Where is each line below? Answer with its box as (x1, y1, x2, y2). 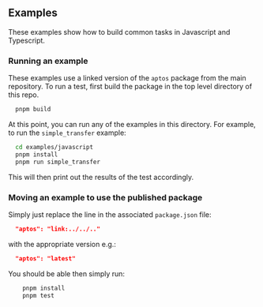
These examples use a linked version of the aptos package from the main (8, 73, 246, 83)
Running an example (8, 55, 88, 66)
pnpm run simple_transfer (15, 158, 101, 166)
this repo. (8, 90, 39, 99)
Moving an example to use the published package (8, 192, 203, 203)
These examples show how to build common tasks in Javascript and (8, 27, 231, 36)
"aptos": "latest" (15, 254, 77, 263)
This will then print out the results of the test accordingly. (8, 172, 194, 182)
